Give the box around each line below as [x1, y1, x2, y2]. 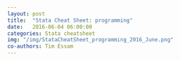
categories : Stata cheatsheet [7, 29, 96, 37]
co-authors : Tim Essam [7, 43, 74, 50]
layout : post [7, 10, 46, 18]
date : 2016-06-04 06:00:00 [7, 23, 92, 30]
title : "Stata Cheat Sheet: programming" [7, 17, 133, 24]
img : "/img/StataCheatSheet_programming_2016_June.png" [7, 36, 174, 43]
